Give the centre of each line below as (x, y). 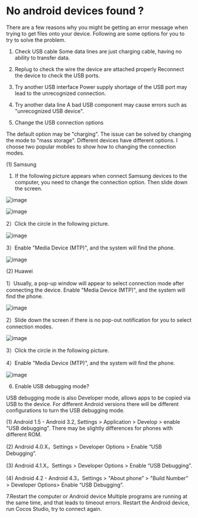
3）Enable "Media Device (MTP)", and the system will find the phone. (91, 248)
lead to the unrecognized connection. (60, 93)
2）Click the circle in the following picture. (58, 223)
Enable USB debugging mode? (52, 386)
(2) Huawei (20, 271)
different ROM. (24, 434)
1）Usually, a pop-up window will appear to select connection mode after (95, 283)
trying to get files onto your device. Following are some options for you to (95, 33)
